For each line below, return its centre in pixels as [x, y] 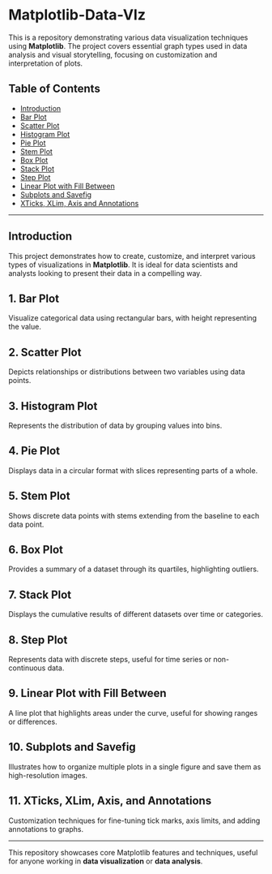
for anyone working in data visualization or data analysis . [106, 861]
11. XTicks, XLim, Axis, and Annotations [110, 801]
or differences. [33, 721]
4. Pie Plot [34, 451]
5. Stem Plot [39, 496]
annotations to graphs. [46, 829]
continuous [27, 668]
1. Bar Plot [34, 298]
